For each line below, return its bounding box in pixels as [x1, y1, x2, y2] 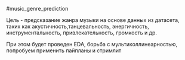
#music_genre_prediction [6, 5, 69, 12]
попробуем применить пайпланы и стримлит [6, 47, 122, 54]
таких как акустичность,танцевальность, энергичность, [6, 23, 149, 30]
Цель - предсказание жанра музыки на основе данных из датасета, [6, 17, 180, 23]
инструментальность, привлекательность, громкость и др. [6, 29, 157, 36]
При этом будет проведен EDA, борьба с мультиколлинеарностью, [6, 41, 178, 48]
